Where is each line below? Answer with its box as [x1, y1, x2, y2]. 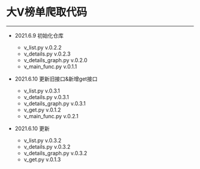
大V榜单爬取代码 [6, 5, 87, 19]
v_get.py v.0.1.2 [23, 106, 61, 113]
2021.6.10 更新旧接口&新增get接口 [14, 75, 98, 82]
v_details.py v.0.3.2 [23, 143, 71, 150]
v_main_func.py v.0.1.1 [23, 63, 77, 70]
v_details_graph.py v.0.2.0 [23, 56, 87, 63]
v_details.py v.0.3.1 [23, 93, 70, 100]
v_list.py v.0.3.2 [23, 137, 62, 144]
